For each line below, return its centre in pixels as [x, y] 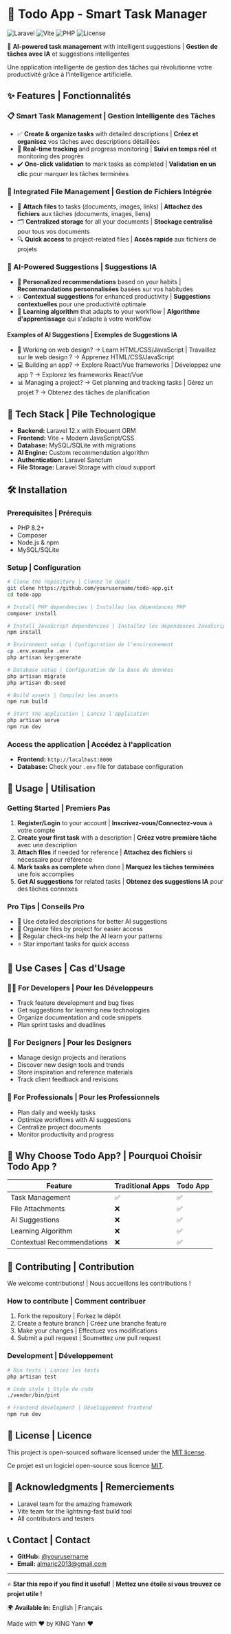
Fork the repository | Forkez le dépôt [69, 1316]
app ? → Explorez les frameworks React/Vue [80, 375]
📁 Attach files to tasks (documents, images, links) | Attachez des [110, 206]
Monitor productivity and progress [66, 1134]
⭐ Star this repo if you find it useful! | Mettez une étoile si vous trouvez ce [114, 1584]
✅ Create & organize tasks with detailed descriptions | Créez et [108, 134]
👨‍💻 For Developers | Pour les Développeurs [80, 988]
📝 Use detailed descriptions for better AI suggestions [92, 922]
